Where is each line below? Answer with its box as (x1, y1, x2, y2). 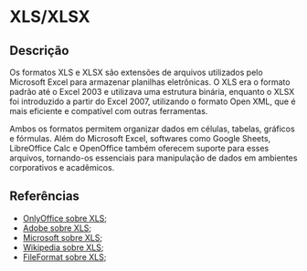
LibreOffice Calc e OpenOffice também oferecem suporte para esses (9, 143, 270, 153)
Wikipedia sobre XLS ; (22, 242, 104, 253)
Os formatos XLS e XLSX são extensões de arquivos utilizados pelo (9, 67, 263, 78)
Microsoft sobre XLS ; (22, 232, 103, 243)
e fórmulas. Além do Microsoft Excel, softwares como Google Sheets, (9, 133, 271, 143)
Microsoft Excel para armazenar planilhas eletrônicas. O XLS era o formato (9, 77, 291, 88)
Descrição (9, 43, 69, 58)
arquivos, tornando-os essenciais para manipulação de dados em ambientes (9, 152, 298, 163)
